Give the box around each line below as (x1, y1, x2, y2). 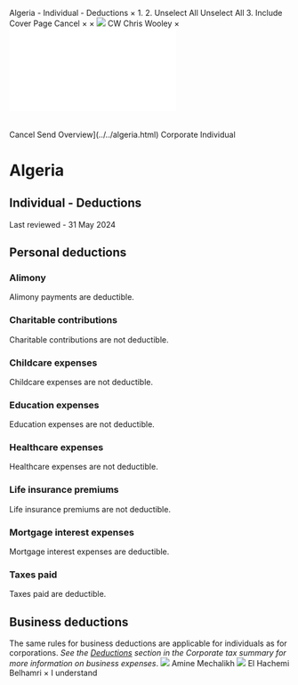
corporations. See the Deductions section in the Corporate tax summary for (9, 648, 286, 658)
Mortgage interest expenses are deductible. (9, 546, 170, 557)
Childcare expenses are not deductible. (9, 376, 154, 387)
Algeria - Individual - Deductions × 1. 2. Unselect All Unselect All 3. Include (9, 8, 283, 18)
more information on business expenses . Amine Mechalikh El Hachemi (9, 658, 290, 669)
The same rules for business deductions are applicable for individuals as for (9, 638, 287, 649)
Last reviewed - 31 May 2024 (9, 219, 117, 230)
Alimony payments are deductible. (9, 292, 135, 302)
